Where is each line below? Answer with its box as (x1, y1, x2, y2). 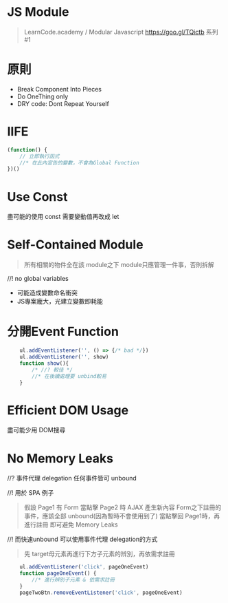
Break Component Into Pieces (16, 85, 102, 93)
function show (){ (19, 359, 69, 367)
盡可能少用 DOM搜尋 (7, 426, 66, 434)
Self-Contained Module (7, 237, 144, 253)
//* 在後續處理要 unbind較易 (32, 372, 107, 379)
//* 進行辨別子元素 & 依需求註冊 (32, 576, 115, 583)
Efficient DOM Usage (7, 402, 129, 418)
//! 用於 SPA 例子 (7, 489, 54, 497)
